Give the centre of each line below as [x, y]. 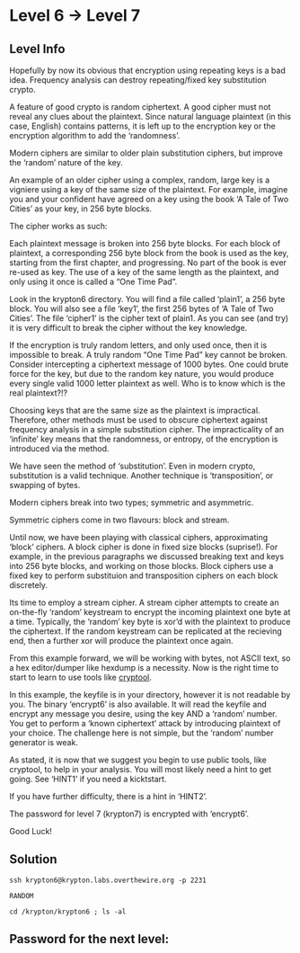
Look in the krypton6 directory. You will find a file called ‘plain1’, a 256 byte [147, 299]
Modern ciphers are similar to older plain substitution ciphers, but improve [146, 153]
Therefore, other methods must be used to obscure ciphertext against [138, 420]
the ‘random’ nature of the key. [66, 162]
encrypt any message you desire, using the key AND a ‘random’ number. [143, 714]
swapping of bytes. [45, 485]
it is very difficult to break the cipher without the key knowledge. [128, 328]
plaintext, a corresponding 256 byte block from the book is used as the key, [149, 253]
